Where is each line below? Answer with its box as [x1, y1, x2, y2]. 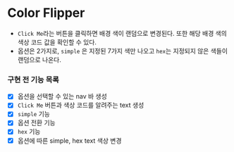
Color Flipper [7, 5, 85, 21]
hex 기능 [17, 127, 41, 136]
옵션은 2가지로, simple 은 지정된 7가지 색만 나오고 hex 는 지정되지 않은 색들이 [17, 46, 228, 55]
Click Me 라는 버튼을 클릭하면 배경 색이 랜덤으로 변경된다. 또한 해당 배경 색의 [17, 29, 228, 37]
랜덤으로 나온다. [17, 55, 61, 64]
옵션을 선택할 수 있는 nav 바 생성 [17, 92, 107, 101]
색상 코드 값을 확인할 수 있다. [17, 37, 97, 46]
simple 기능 [17, 110, 51, 118]
